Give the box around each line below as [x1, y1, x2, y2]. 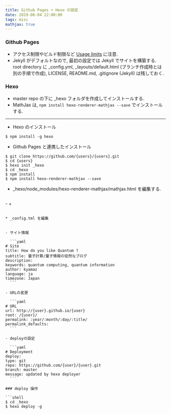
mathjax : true [5, 21, 36, 27]
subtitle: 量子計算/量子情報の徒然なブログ [5, 254, 88, 259]
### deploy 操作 [5, 386, 38, 391]
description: [5, 258, 33, 263]
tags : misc [5, 17, 28, 22]
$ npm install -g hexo [5, 134, 53, 139]
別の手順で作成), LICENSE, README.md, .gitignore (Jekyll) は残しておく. [12, 70, 164, 76]
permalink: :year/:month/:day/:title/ [5, 317, 88, 322]
